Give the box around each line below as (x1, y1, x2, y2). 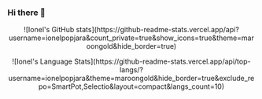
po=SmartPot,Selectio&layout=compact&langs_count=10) (38, 82, 225, 91)
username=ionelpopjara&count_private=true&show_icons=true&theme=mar (8, 33, 255, 42)
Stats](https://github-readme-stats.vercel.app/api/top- (73, 57, 251, 66)
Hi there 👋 (7, 7, 46, 18)
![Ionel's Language (12, 57, 72, 66)
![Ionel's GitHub (24, 25, 75, 35)
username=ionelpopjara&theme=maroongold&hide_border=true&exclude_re (8, 74, 255, 83)
